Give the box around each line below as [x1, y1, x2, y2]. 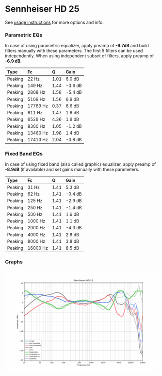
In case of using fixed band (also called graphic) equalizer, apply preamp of [5, 161, 156, 167]
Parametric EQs [5, 32, 43, 38]
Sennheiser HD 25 [5, 3, 80, 15]
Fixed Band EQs [5, 150, 43, 157]
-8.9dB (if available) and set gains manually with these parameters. [5, 167, 140, 172]
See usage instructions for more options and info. [5, 19, 104, 25]
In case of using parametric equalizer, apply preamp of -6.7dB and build [5, 43, 149, 49]
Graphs [5, 258, 23, 265]
